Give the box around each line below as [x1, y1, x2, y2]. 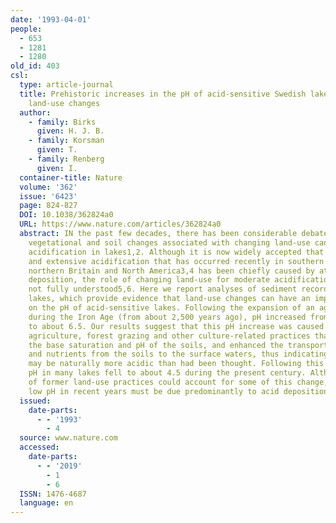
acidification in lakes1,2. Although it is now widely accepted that [28, 247, 325, 257]
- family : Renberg [28, 154, 105, 164]
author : [19, 107, 52, 118]
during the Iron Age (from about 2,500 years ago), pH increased [28, 312, 307, 322]
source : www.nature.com [19, 433, 118, 443]
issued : [19, 396, 52, 406]
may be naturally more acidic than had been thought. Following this [28, 359, 325, 369]
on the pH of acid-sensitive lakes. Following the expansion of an [28, 303, 315, 313]
